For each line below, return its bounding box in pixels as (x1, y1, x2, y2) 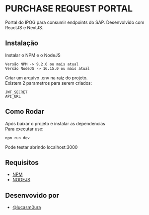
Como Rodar (5, 107, 45, 116)
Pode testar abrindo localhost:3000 (5, 144, 78, 150)
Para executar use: (5, 126, 44, 132)
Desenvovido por (5, 191, 60, 200)
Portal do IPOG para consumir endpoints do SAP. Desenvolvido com (5, 19, 145, 25)
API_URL (5, 94, 21, 99)
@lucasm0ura (12, 204, 41, 211)
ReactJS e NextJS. (5, 24, 44, 30)
